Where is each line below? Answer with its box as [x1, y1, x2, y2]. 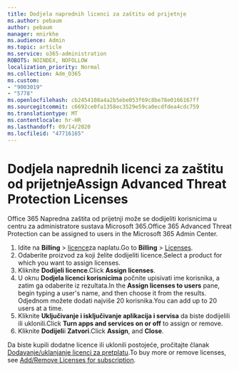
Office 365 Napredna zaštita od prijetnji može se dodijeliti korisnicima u [7, 215, 218, 223]
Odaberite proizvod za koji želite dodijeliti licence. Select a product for [17, 251, 223, 260]
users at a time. [17, 304, 63, 312]
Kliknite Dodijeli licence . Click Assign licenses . [17, 266, 156, 275]
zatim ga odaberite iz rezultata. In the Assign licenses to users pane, [17, 281, 220, 290]
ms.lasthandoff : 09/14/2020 [7, 123, 91, 131]
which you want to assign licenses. [17, 258, 121, 268]
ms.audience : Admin [7, 37, 66, 44]
